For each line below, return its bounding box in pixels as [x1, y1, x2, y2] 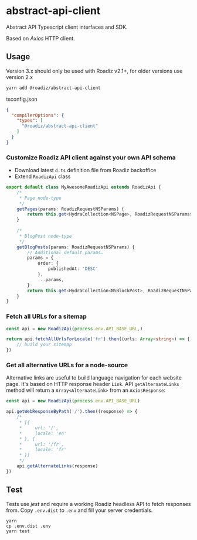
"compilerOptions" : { [11, 112, 64, 118]
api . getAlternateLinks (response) [16, 463, 98, 469]
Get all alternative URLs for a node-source [6, 361, 128, 370]
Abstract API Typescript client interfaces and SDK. [6, 23, 128, 30]
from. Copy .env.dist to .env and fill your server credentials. [6, 507, 153, 514]
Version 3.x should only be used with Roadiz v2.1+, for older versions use [6, 67, 183, 74]
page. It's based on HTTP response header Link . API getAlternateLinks [6, 381, 180, 388]
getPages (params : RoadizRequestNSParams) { [16, 206, 125, 212]
